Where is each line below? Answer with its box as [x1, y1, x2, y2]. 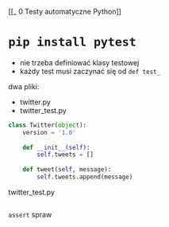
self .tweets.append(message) [36, 173, 133, 182]
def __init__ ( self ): [22, 143, 90, 151]
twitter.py [19, 97, 52, 107]
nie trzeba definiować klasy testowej [19, 57, 140, 67]
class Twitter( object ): [8, 121, 87, 129]
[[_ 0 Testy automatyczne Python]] [8, 7, 121, 16]
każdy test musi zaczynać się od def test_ [19, 66, 161, 76]
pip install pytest [8, 35, 136, 50]
